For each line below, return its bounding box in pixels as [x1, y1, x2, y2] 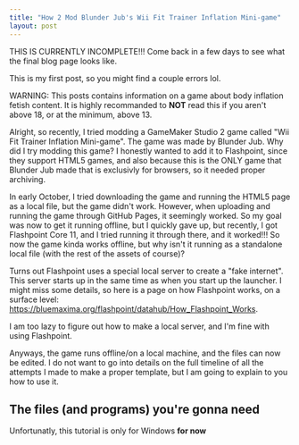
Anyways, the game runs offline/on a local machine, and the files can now [9, 348, 281, 358]
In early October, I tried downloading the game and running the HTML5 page [9, 191, 291, 202]
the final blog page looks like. [9, 55, 118, 66]
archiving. [9, 173, 46, 184]
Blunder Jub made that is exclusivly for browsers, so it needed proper [9, 164, 266, 175]
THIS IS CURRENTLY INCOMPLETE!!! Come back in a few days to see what [9, 46, 286, 56]
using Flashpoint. [9, 330, 73, 340]
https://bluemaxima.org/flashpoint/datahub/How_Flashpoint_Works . [9, 303, 259, 314]
